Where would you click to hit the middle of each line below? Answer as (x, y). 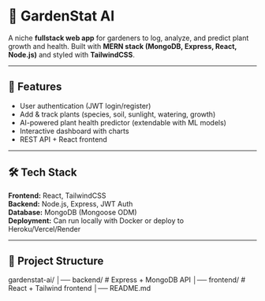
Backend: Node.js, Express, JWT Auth (71, 203)
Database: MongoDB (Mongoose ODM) (73, 212)
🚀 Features (35, 87)
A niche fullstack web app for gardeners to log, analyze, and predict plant (129, 38)
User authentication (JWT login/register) (85, 106)
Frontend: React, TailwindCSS (57, 195)
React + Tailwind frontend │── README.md (80, 288)
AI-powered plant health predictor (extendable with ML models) (123, 122)
